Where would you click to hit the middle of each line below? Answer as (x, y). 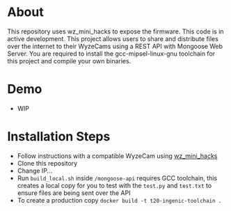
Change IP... (35, 171)
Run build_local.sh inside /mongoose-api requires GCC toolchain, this (117, 178)
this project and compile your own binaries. (69, 61)
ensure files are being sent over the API (74, 193)
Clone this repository (47, 163)
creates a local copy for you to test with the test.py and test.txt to (114, 185)
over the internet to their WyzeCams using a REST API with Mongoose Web (115, 46)
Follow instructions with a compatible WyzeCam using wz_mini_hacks (117, 156)
